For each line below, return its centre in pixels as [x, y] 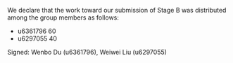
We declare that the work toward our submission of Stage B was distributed [117, 10]
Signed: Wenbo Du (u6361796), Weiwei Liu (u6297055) [87, 52]
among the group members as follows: [63, 17]
